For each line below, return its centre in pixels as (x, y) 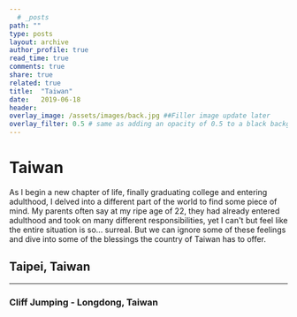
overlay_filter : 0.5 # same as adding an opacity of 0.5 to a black (138, 125)
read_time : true (39, 58)
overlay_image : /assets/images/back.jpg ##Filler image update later (140, 116)
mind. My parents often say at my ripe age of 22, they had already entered (145, 211)
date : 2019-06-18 (45, 99)
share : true (31, 75)
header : (23, 108)
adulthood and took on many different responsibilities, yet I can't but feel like (148, 220)
